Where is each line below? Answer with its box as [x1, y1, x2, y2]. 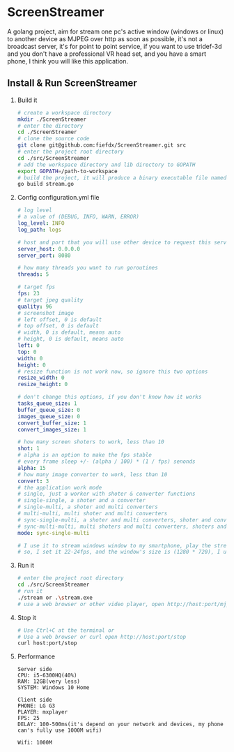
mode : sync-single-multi [17, 529, 90, 536]
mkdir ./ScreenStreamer [17, 116, 87, 123]
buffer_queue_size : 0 [17, 406, 81, 413]
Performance [17, 652, 56, 661]
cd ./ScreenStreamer [17, 128, 77, 136]
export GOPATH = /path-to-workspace [17, 168, 118, 175]
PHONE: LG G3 [17, 702, 56, 709]
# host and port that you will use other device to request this [17, 239, 211, 246]
